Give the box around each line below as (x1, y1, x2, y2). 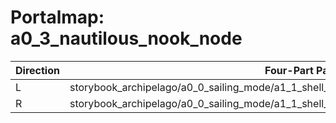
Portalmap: (10, 6, 105, 29)
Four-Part (264, 63, 314, 77)
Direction (15, 63, 60, 77)
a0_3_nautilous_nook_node (10, 27, 243, 50)
